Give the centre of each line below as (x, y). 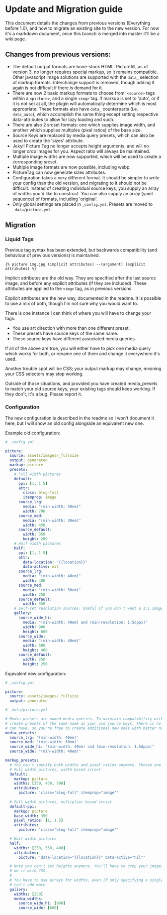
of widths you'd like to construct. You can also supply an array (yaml (83, 193)
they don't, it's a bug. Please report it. (44, 394)
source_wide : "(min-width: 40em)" (45, 751)
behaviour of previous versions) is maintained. (53, 256)
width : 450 (34, 525)
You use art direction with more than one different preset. (71, 328)
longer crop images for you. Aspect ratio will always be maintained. (81, 151)
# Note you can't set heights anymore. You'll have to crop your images (86, 866)
